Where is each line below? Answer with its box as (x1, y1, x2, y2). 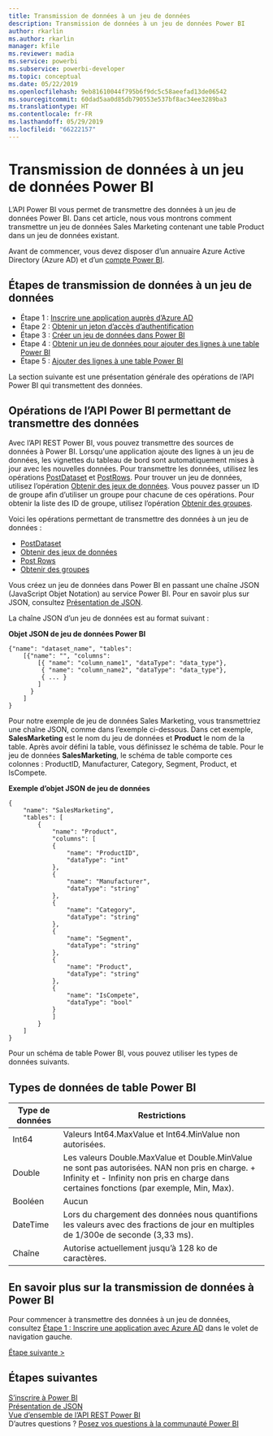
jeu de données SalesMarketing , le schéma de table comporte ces (8, 751, 233, 760)
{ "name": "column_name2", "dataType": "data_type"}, (41, 666, 227, 675)
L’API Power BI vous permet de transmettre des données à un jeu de (8, 204, 236, 214)
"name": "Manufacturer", (66, 877, 151, 886)
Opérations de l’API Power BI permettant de (8, 403, 232, 417)
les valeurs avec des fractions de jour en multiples (63, 1219, 255, 1230)
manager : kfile (8, 42, 60, 50)
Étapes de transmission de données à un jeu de (8, 278, 252, 293)
